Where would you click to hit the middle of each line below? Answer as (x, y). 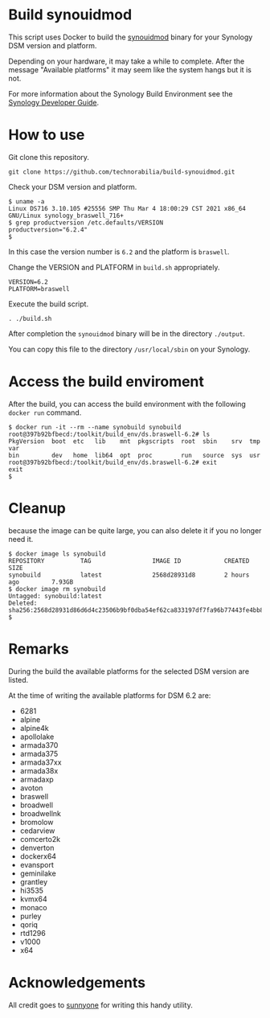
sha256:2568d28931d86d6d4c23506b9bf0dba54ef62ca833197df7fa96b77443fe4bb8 (136, 610)
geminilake (38, 873)
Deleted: (23, 603)
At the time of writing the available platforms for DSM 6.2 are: (110, 695)
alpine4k (35, 728)
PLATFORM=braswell (39, 289)
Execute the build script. (49, 304)
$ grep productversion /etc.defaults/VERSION (86, 223)
